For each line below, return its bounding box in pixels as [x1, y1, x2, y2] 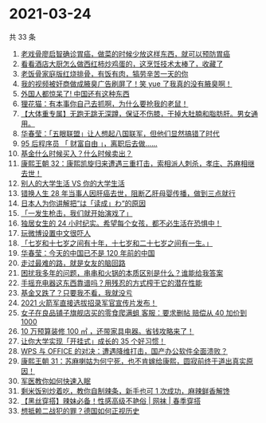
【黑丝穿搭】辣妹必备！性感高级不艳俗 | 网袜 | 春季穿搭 [20, 396, 201, 405]
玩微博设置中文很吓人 [20, 228, 91, 237]
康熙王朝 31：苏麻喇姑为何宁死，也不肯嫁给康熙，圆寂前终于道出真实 [20, 356, 247, 366]
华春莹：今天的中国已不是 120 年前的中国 [20, 248, 155, 257]
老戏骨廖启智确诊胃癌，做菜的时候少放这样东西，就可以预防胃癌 [20, 49, 230, 58]
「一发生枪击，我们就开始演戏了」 [20, 208, 133, 217]
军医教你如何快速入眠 [20, 376, 91, 386]
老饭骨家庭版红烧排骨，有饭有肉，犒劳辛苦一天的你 [20, 69, 189, 78]
